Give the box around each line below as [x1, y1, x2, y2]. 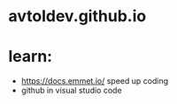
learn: [8, 47, 53, 67]
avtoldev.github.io [8, 6, 147, 26]
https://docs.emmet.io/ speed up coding [20, 76, 169, 86]
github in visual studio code [20, 85, 122, 96]
